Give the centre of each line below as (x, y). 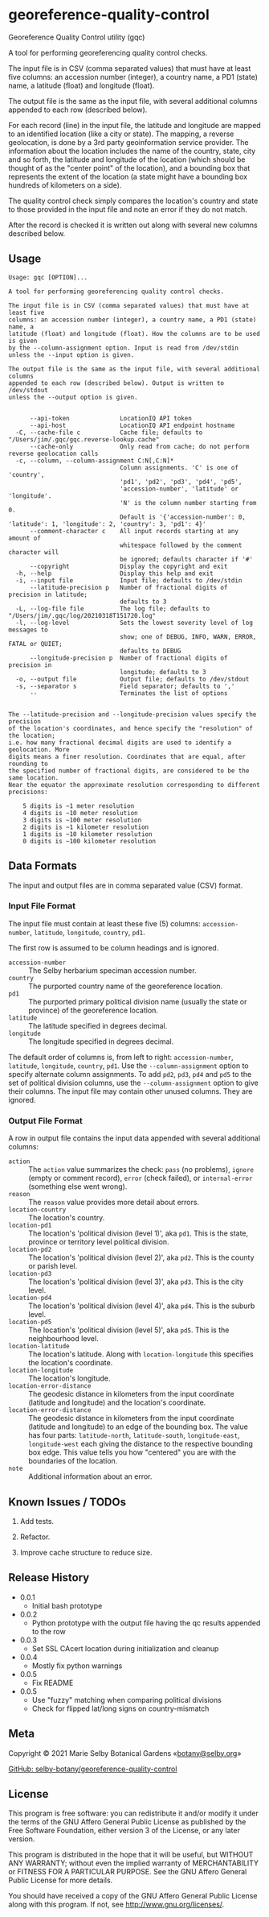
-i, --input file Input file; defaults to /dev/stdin (129, 580)
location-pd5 (30, 1323)
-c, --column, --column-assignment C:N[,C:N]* (95, 461)
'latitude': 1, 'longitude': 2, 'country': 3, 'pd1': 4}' (107, 524)
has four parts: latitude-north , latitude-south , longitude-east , (134, 1435)
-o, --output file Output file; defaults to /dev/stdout (132, 679)
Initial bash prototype (67, 1605)
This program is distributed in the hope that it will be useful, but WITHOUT (131, 1855)
